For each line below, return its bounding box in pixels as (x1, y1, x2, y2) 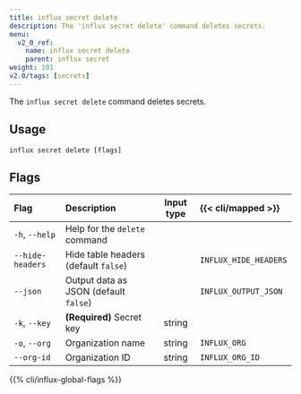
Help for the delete (64, 223, 145, 236)
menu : (9, 30, 30, 39)
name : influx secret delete (25, 47, 130, 56)
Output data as (64, 274, 128, 287)
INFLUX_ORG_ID (200, 353, 260, 363)
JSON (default (64, 286, 125, 298)
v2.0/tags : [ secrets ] (9, 72, 90, 81)
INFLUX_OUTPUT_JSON (200, 287, 283, 296)
